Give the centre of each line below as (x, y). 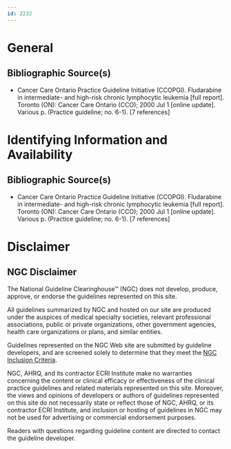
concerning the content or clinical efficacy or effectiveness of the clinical (111, 381)
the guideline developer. (41, 438)
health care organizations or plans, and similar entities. (85, 331)
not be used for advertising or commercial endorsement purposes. (102, 417)
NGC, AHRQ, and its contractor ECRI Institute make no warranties (100, 373)
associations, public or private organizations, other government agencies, (112, 324)
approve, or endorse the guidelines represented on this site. (92, 296)
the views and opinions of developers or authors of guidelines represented (113, 395)
